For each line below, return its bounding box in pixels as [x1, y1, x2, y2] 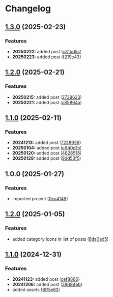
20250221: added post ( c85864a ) [12, 99, 82, 105]
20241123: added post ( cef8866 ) [12, 276, 80, 282]
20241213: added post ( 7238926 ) [12, 140, 81, 146]
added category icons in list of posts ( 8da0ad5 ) [12, 236, 109, 242]
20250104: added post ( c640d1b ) [12, 145, 82, 151]
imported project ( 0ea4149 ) [12, 195, 68, 201]
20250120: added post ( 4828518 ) [12, 150, 82, 156]
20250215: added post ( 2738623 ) [12, 94, 82, 100]
